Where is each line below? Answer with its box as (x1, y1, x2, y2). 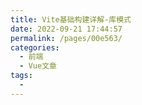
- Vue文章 (19, 61, 57, 71)
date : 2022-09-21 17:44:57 (10, 24, 123, 34)
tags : (10, 71, 33, 81)
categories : (10, 42, 60, 53)
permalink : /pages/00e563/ (10, 33, 123, 43)
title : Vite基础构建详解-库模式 (10, 14, 132, 25)
